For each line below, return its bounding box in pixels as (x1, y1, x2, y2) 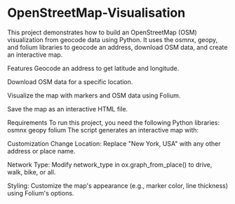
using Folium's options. (7, 189, 74, 197)
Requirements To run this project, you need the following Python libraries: (7, 118, 220, 127)
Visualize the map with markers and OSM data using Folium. (7, 91, 181, 100)
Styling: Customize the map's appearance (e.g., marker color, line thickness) (7, 181, 229, 190)
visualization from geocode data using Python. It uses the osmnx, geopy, (7, 35, 218, 43)
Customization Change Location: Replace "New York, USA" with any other (7, 139, 221, 148)
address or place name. (7, 147, 76, 155)
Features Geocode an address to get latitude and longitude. (7, 64, 180, 72)
